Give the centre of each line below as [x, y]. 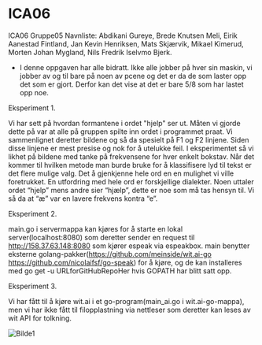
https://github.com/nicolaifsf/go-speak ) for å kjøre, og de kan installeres [125, 262]
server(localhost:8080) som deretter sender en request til [101, 237]
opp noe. [34, 92]
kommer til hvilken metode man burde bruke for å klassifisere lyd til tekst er [130, 165]
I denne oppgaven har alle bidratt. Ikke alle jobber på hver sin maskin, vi [136, 67]
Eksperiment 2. [33, 213]
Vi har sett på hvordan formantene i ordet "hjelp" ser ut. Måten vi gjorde [125, 123]
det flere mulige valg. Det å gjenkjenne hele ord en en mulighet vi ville [121, 173]
